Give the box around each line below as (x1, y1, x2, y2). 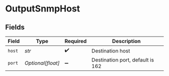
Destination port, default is (91, 56, 154, 63)
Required (64, 38, 87, 44)
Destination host (91, 47, 130, 54)
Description (112, 38, 141, 44)
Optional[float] (24, 59, 60, 66)
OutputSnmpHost (5, 3, 80, 14)
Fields (5, 23, 25, 31)
